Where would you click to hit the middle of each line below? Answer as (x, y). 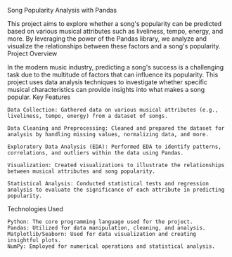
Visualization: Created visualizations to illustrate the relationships (116, 165)
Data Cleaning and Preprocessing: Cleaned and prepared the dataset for (116, 128)
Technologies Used (35, 209)
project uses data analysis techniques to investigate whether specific (107, 82)
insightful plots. (34, 240)
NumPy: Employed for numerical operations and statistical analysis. (111, 246)
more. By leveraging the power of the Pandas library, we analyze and (107, 39)
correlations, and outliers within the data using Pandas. (96, 153)
